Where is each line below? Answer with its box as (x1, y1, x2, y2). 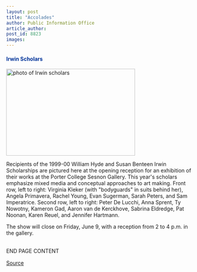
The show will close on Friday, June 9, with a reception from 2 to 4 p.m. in (6, 223, 188, 231)
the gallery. (6, 229, 34, 237)
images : (6, 37, 26, 43)
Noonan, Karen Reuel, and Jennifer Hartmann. (6, 211, 120, 219)
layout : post (6, 8, 39, 15)
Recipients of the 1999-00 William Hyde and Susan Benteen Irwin (6, 161, 167, 168)
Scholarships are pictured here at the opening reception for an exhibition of (6, 167, 192, 174)
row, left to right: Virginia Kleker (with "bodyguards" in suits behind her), (6, 186, 183, 194)
